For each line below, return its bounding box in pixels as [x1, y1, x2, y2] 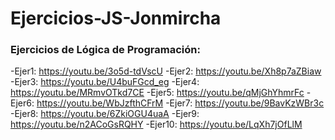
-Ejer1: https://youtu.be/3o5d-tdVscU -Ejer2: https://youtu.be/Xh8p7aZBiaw [10, 65, 322, 77]
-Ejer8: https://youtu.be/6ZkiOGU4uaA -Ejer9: [10, 108, 200, 120]
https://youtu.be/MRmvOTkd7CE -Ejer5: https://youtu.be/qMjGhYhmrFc [10, 87, 305, 99]
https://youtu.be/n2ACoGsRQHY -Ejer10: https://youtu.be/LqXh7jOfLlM [10, 118, 303, 131]
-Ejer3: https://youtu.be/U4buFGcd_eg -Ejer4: [10, 76, 200, 88]
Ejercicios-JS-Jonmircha [10, 7, 222, 30]
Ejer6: [10, 97, 35, 109]
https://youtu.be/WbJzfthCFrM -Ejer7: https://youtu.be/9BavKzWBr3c [36, 97, 325, 109]
